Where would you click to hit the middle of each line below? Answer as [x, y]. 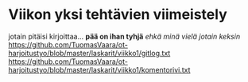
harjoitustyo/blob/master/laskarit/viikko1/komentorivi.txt [99, 69]
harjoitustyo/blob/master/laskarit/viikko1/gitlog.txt [89, 53]
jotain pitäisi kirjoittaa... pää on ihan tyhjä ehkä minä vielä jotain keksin [124, 36]
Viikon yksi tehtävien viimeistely [118, 15]
